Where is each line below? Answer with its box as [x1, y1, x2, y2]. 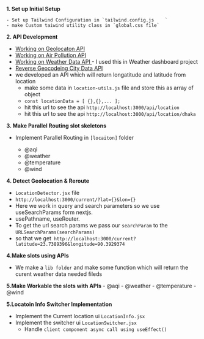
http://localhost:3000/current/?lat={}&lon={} [15, 197, 136, 203]
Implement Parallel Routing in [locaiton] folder [15, 134, 134, 141]
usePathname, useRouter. [15, 215, 81, 223]
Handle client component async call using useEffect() [24, 326, 167, 333]
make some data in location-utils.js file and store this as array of [24, 84, 194, 91]
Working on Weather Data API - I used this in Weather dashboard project [15, 58, 199, 65]
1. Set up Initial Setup [6, 6, 61, 12]
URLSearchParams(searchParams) [15, 229, 95, 235]
